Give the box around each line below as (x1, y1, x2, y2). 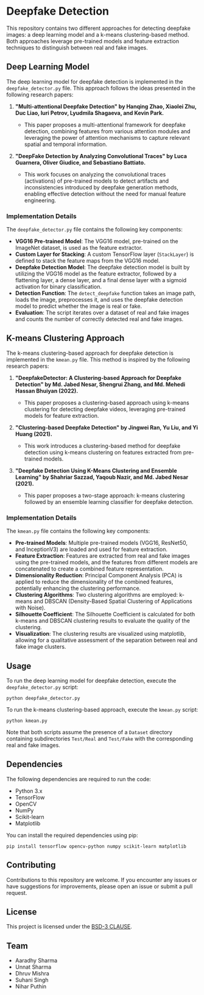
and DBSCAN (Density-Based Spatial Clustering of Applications (33, 597, 193, 605)
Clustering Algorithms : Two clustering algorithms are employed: (15, 591, 178, 599)
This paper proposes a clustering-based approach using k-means (24, 399, 190, 406)
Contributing (6, 860, 56, 870)
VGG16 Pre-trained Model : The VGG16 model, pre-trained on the (15, 238, 178, 245)
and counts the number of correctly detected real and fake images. (15, 316, 184, 323)
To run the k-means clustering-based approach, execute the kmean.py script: (6, 705, 199, 713)
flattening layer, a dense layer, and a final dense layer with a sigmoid (15, 277, 187, 284)
